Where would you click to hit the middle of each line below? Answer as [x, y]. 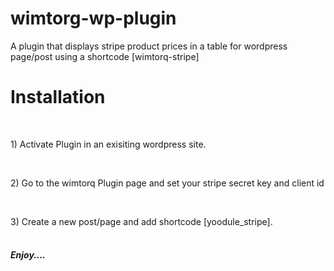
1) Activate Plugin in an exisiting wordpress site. [108, 144]
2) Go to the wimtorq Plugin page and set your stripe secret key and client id [167, 183]
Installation [58, 97]
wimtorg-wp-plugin [93, 18]
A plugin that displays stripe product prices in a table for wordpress [149, 46]
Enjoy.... [28, 255]
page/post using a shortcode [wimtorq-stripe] [105, 56]
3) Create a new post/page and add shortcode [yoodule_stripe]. [141, 221]
